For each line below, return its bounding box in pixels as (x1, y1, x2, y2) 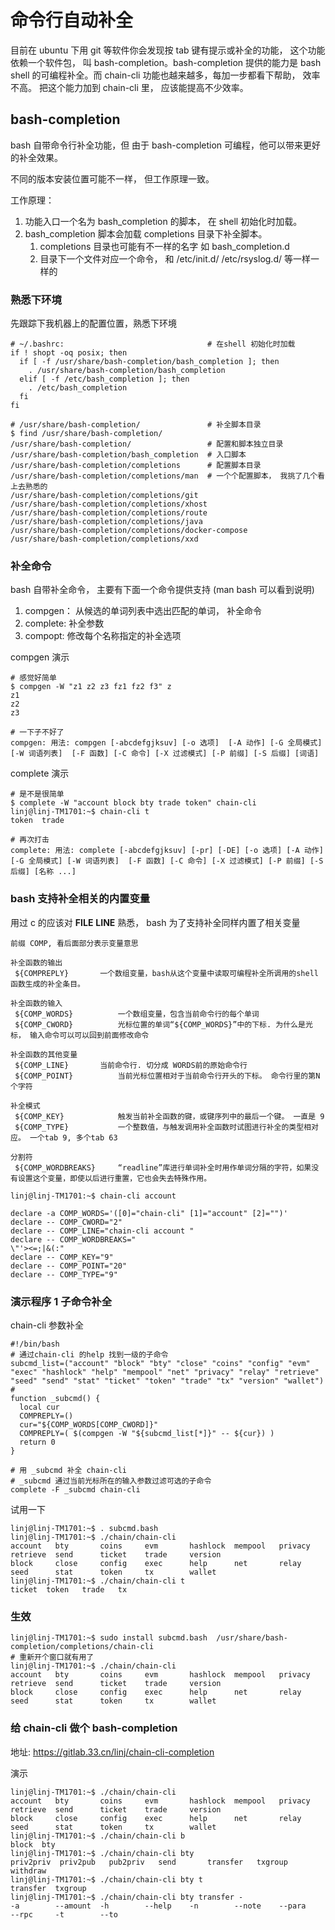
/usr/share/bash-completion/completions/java (10, 517, 203, 527)
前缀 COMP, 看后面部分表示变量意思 (10, 938, 139, 948)
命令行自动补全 (10, 9, 134, 32)
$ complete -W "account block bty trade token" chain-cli (10, 798, 257, 808)
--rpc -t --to (10, 1909, 118, 1920)
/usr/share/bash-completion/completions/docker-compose (10, 526, 248, 536)
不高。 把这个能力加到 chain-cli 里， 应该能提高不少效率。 (10, 81, 249, 93)
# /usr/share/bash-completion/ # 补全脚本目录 (10, 420, 262, 430)
